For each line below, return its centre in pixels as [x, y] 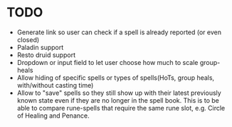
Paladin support [40, 47]
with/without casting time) [55, 85]
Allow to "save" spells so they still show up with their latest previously [119, 93]
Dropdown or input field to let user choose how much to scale [107, 62]
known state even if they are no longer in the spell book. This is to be [118, 100]
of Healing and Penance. [53, 116]
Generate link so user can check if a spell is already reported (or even [119, 32]
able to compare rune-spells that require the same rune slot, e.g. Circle [121, 108]
